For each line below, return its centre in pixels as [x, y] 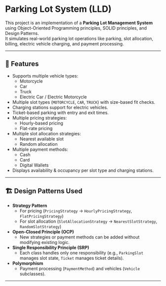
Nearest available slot [42, 139]
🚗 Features [22, 64]
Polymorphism [28, 263]
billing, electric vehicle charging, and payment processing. [65, 43]
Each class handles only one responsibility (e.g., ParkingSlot [82, 252]
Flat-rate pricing [36, 128]
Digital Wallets [34, 165]
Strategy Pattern [30, 205]
